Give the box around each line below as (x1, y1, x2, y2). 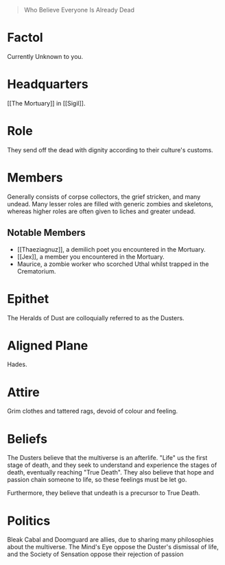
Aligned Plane (7, 337, 88, 353)
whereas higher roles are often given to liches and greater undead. (7, 207, 196, 215)
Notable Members (7, 227, 86, 239)
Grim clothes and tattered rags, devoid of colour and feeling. (7, 407, 178, 416)
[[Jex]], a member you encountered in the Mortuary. (16, 252, 165, 261)
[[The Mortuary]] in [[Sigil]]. (7, 99, 86, 107)
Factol (7, 30, 43, 45)
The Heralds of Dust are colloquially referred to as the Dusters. (7, 313, 185, 322)
